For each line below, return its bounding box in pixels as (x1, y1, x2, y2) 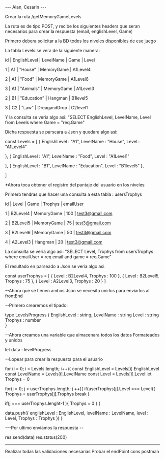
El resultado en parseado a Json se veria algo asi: (5, 263, 106, 269)
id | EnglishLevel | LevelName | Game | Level (5, 57, 95, 63)
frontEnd (5, 293, 23, 299)
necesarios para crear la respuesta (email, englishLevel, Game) (5, 29, 133, 34)
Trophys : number (5, 317, 41, 323)
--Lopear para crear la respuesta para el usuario (5, 356, 103, 362)
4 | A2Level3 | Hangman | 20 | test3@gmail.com (5, 239, 103, 245)
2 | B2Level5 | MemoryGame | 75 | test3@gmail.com (5, 220, 111, 226)
